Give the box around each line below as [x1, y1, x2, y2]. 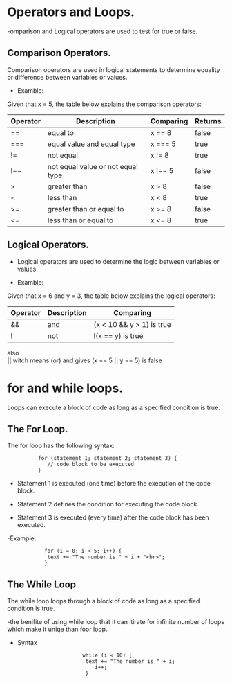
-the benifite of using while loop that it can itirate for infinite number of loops [7, 618, 225, 626]
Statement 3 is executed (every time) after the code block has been [17, 513, 209, 522]
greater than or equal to [47, 204, 124, 213]
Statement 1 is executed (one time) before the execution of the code [17, 479, 211, 488]
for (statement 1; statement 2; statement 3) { [37, 455, 177, 462]
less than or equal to [47, 215, 114, 225]
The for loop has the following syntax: [7, 441, 115, 450]
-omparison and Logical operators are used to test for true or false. [7, 27, 198, 35]
